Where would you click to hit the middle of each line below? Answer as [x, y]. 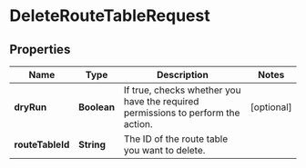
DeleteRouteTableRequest [110, 16]
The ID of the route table [176, 139]
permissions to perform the [182, 113]
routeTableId [42, 144]
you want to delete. [164, 150]
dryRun [31, 107]
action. [138, 124]
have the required [161, 101]
